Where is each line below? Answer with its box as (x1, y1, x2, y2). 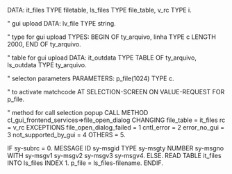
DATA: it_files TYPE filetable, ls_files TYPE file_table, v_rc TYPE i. (7, 6, 192, 14)
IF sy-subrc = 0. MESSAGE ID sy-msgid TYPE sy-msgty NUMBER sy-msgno (7, 144, 224, 152)
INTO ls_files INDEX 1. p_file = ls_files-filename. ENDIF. (7, 159, 163, 167)
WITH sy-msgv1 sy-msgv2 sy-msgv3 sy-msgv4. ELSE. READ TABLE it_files (7, 152, 222, 159)
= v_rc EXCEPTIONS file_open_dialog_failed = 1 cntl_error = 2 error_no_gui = (7, 123, 225, 131)
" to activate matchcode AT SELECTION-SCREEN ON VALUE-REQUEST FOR (7, 88, 225, 96)
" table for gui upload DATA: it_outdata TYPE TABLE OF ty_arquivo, (7, 53, 197, 62)
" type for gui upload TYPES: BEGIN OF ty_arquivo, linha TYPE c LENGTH (7, 33, 217, 41)
